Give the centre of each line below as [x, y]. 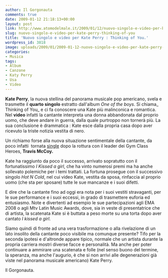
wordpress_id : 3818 [25, 43]
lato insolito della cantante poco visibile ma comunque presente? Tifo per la [83, 233]
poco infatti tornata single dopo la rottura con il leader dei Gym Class [77, 146]
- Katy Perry [19, 75]
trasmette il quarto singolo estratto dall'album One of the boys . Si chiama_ [82, 104]
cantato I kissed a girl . [28, 218]
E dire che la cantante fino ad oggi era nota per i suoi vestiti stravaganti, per [83, 192]
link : [11, 29]
